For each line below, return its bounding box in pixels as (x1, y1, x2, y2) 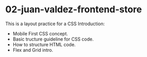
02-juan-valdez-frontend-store (5, 4, 142, 15)
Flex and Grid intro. (12, 47, 53, 53)
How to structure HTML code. (12, 41, 76, 47)
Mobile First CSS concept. (12, 30, 68, 36)
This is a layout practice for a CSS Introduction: (5, 21, 105, 27)
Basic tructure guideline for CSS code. (12, 36, 94, 42)
